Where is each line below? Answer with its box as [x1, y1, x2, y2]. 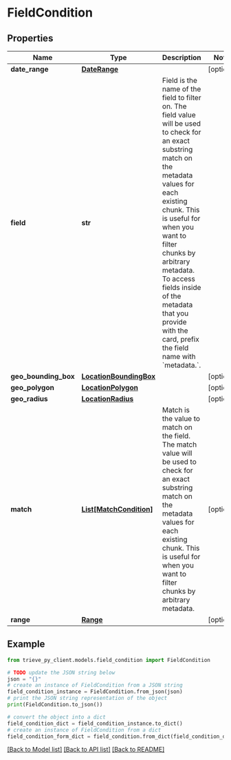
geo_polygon [10, 383, 55, 392]
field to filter [162, 93, 201, 102]
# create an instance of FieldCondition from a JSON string [7, 682, 184, 689]
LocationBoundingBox [81, 371, 156, 381]
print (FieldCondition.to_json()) [7, 701, 103, 708]
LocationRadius [81, 394, 134, 403]
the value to [162, 414, 201, 423]
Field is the [162, 76, 198, 85]
